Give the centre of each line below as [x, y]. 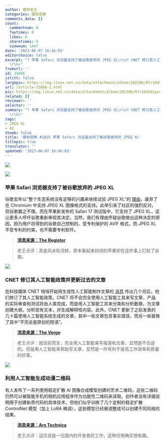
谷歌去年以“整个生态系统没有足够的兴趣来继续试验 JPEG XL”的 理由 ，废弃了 [82, 199]
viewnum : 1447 [24, 46]
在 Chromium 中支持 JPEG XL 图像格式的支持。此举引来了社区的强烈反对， [81, 205]
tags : [11, 119]
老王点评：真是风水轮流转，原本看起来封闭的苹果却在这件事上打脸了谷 [88, 251]
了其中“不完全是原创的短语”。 [35, 322]
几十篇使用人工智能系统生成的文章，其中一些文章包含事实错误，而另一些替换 [82, 316]
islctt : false [20, 78]
